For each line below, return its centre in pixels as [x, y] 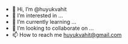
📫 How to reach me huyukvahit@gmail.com [67, 35]
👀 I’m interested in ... [37, 15]
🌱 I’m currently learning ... [44, 22]
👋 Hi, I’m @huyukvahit [39, 9]
